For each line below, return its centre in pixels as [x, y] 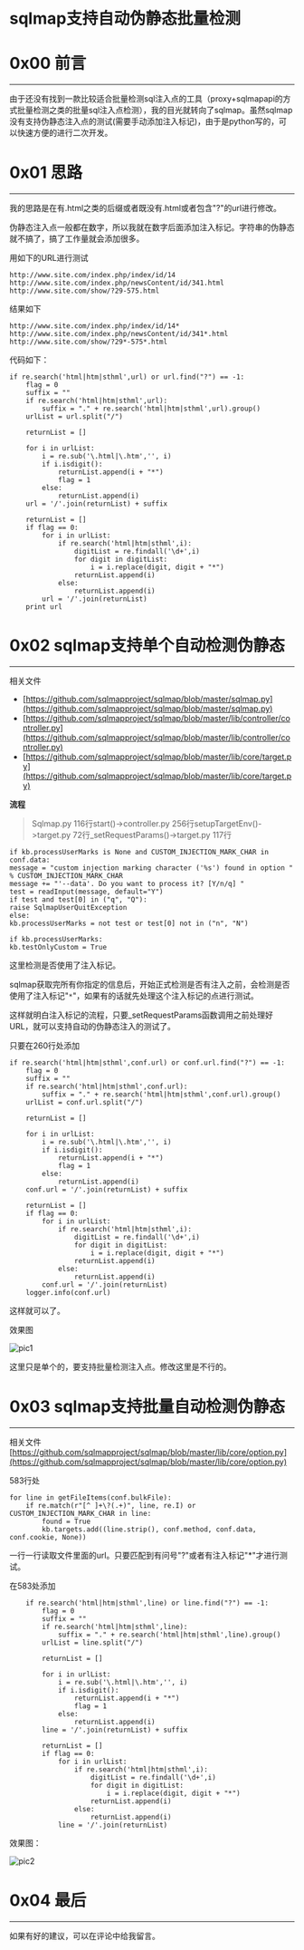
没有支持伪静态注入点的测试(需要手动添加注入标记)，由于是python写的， [144, 121]
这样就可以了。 [37, 1311]
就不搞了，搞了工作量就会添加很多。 [77, 239]
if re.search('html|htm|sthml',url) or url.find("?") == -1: [127, 377]
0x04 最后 [48, 1901]
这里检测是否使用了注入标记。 [65, 965]
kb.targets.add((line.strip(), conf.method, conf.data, [149, 1529]
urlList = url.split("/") [75, 417]
